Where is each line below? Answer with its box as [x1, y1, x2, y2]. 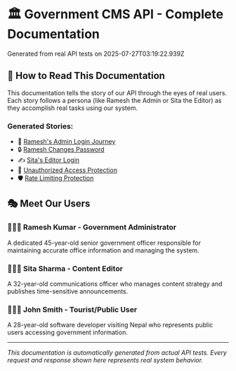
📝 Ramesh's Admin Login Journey [17, 138, 116, 146]
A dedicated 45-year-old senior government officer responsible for [7, 238, 202, 247]
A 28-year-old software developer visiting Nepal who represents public [7, 321, 214, 329]
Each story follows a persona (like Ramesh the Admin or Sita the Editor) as [7, 96, 222, 104]
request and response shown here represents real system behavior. [7, 356, 204, 365]
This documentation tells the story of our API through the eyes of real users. [7, 88, 227, 97]
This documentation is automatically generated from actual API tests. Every [7, 348, 227, 357]
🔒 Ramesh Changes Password [17, 145, 105, 154]
